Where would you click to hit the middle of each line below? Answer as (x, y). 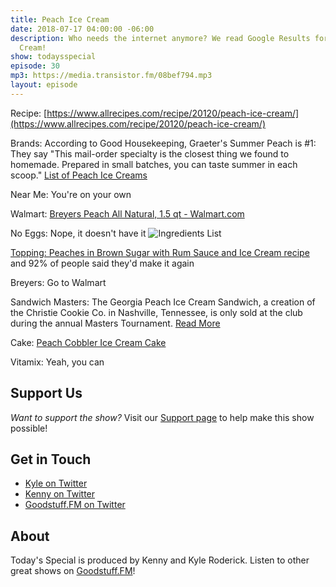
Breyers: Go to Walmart (58, 282)
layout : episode (44, 85)
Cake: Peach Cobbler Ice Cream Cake (88, 342)
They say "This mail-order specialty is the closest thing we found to (150, 153)
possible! (29, 428)
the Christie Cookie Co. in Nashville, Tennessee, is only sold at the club (156, 312)
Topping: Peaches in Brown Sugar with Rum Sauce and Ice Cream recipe (160, 252)
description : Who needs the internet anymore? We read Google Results (160, 38)
